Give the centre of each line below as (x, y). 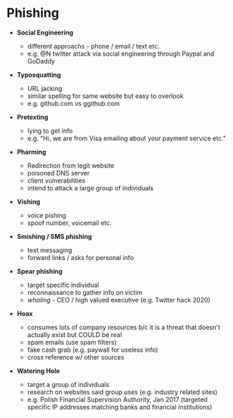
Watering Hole (38, 371)
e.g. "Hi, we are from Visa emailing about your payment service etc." (127, 138)
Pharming (31, 152)
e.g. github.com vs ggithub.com (74, 103)
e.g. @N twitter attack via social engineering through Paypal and (121, 54)
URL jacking (45, 88)
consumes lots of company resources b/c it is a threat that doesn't (124, 327)
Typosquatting (39, 75)
